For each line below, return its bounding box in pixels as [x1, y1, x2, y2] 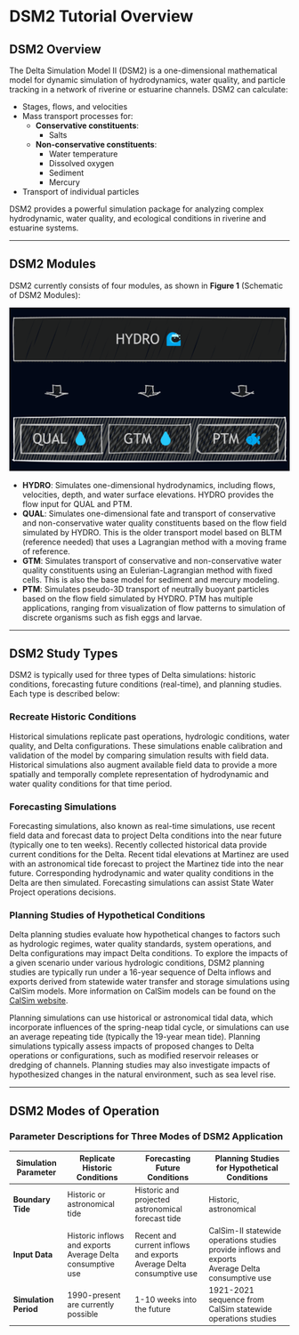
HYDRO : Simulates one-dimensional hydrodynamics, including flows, [21, 479, 276, 490]
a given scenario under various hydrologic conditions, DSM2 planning [9, 958, 265, 969]
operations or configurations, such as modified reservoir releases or [9, 1050, 260, 1061]
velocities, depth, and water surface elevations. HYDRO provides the [21, 489, 274, 500]
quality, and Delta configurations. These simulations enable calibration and [9, 740, 283, 751]
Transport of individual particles [21, 187, 140, 197]
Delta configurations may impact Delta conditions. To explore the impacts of [9, 948, 288, 959]
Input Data [12, 1249, 53, 1259]
